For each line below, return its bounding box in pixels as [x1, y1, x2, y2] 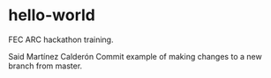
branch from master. [8, 60, 83, 71]
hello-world [8, 5, 96, 25]
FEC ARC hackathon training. [8, 34, 114, 45]
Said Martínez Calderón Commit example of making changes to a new [8, 51, 262, 61]
